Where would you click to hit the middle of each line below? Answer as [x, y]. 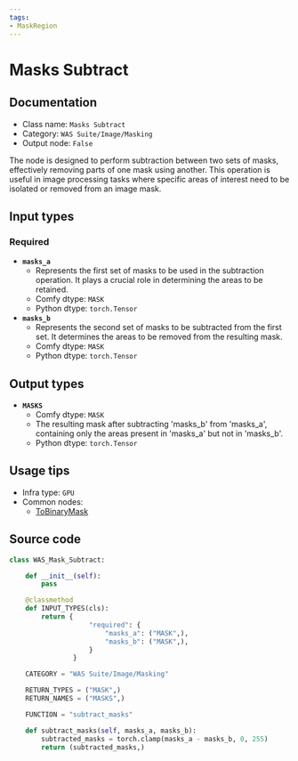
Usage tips [40, 471]
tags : [19, 17]
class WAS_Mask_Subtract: [57, 560]
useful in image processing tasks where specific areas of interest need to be [149, 179]
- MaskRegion [33, 26]
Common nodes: [52, 502]
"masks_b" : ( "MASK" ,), [147, 642]
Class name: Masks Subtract [74, 124]
